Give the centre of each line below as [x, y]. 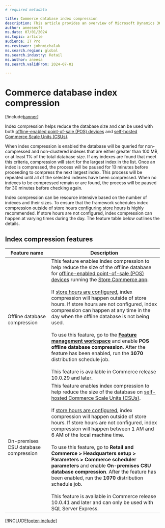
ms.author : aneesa [24, 59]
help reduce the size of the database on [97, 392]
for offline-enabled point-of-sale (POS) [98, 273]
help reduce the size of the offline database [101, 267]
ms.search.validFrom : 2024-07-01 [39, 64]
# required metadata [26, 10]
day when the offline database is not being [100, 316]
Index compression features [49, 239]
